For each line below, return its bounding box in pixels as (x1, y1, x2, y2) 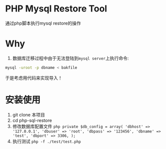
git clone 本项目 (12, 111, 45, 117)
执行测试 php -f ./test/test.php (12, 138, 81, 144)
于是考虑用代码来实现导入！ (5, 74, 63, 80)
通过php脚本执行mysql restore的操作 (5, 20, 81, 26)
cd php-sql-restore (12, 117, 52, 123)
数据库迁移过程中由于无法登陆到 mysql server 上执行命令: (12, 55, 129, 61)
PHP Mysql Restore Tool (5, 3, 107, 14)
